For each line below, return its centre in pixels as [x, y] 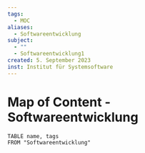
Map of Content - [59, 102]
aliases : [20, 27]
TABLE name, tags [33, 136]
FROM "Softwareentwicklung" [49, 142]
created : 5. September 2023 [49, 60]
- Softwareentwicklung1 [49, 54]
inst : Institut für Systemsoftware [60, 67]
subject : [20, 41]
